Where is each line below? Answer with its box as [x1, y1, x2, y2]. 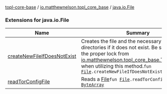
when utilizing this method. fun [81, 63, 152, 70]
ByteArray [81, 82, 104, 88]
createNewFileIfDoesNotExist [7, 53, 77, 60]
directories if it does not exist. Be [81, 44, 158, 51]
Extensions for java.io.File [5, 16, 70, 23]
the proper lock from [81, 50, 129, 57]
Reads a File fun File [81, 76, 130, 83]
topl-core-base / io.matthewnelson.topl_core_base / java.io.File [5, 4, 135, 10]
